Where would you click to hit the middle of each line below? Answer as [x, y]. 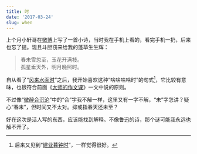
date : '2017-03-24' [30, 17]
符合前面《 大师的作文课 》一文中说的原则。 [78, 87]
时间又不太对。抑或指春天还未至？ [77, 107]
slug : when [19, 22]
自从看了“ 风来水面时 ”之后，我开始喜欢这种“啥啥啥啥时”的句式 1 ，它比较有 [94, 79]
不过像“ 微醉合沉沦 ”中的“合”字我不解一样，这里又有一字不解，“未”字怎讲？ [95, 100]
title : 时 [18, 11]
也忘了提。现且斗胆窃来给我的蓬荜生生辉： [57, 47]
